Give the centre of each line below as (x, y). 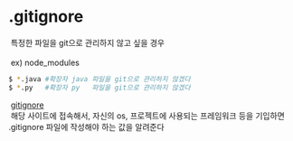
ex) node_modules (45, 62)
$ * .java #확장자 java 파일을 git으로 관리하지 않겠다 (99, 79)
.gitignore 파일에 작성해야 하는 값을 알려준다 (86, 127)
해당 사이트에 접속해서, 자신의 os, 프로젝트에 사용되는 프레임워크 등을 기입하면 (148, 116)
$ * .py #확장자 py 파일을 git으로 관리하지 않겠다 (99, 88)
